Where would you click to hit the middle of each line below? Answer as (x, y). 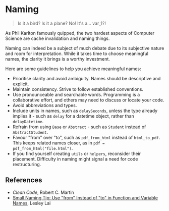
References (24, 180)
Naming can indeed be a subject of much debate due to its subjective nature (85, 48)
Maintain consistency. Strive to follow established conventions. (78, 89)
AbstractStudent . (30, 132)
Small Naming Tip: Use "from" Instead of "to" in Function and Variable (85, 197)
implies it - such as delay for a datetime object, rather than (73, 116)
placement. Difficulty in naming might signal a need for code (75, 159)
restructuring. (27, 164)
